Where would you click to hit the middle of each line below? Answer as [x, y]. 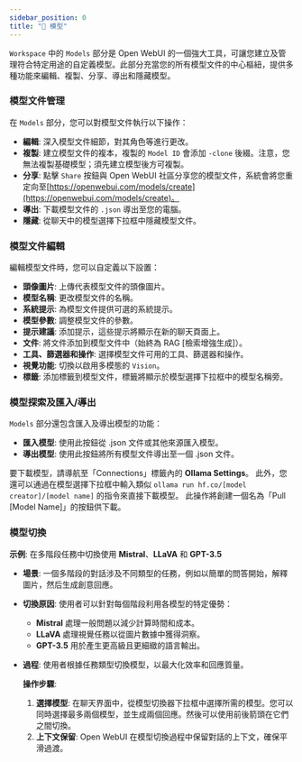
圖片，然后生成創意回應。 [70, 584]
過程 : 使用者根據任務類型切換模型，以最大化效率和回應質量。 [135, 665]
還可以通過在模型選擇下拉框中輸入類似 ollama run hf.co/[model [128, 484]
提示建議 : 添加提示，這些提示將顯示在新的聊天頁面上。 [124, 332]
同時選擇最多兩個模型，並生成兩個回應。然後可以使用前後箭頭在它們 [162, 714]
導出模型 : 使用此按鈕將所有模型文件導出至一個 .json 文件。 [131, 454]
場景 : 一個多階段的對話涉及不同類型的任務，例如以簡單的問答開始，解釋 [155, 573]
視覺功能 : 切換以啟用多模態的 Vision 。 [93, 365]
